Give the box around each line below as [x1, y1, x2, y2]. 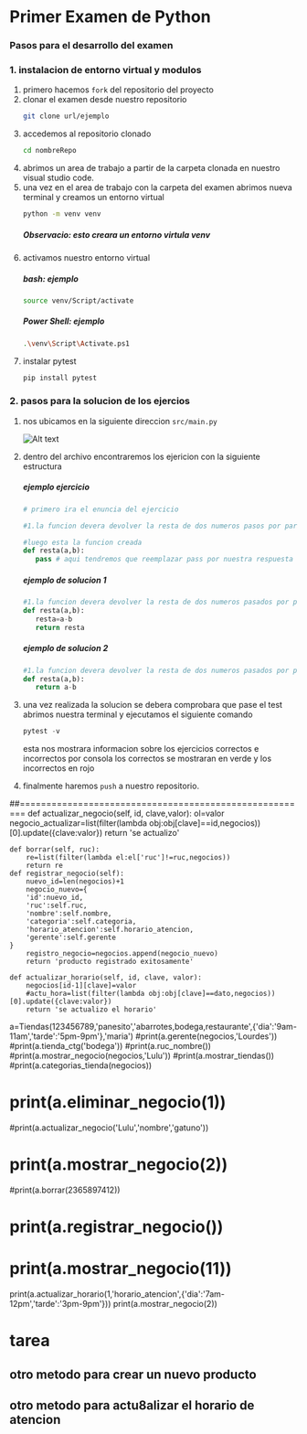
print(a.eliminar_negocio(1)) [9, 1092, 227, 1113]
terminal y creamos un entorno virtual [22, 192, 164, 203]
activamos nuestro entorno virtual [22, 252, 151, 262]
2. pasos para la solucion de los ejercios [9, 395, 190, 408]
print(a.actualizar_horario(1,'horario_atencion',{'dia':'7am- [9, 1289, 226, 1300]
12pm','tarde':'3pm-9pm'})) [9, 1299, 111, 1310]
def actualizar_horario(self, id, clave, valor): [9, 973, 203, 982]
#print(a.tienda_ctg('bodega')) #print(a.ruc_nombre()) [9, 1041, 212, 1052]
